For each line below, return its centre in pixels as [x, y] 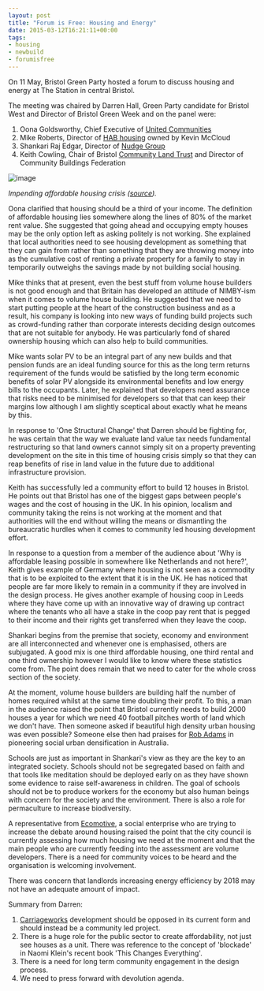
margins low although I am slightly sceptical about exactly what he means [128, 406]
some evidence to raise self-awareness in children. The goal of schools [124, 783]
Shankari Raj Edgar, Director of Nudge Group [92, 146]
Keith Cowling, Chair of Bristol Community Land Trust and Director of [132, 154]
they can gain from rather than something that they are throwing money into [131, 250]
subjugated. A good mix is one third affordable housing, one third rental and [131, 652]
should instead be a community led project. [90, 928]
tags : [17, 37]
